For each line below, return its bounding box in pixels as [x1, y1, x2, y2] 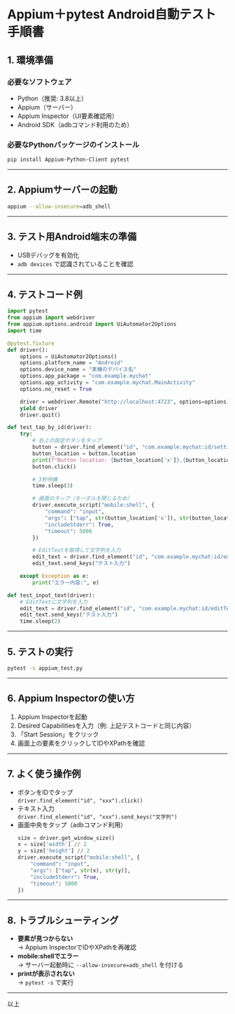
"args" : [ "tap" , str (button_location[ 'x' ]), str [44, 514, 190, 522]
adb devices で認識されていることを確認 [17, 259, 134, 268]
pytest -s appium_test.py [7, 665, 83, 672]
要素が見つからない [17, 935, 73, 943]
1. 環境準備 [7, 54, 54, 66]
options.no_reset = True [20, 386, 92, 393]
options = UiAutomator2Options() [20, 353, 117, 360]
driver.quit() [20, 411, 61, 419]
